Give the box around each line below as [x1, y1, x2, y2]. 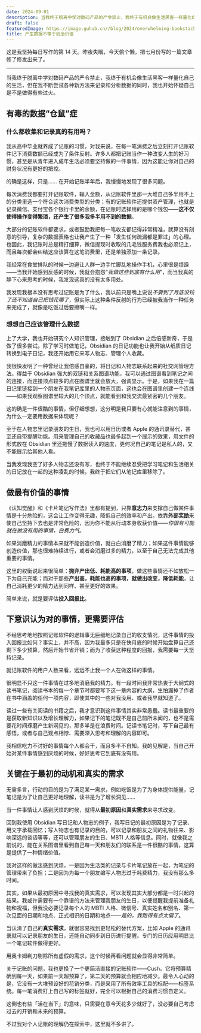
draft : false [6, 20, 39, 26]
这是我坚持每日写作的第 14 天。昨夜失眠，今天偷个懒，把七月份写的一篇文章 [6, 49, 193, 56]
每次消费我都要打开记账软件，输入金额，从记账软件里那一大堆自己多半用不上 [6, 190, 194, 198]
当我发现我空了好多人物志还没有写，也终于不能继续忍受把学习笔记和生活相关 [6, 461, 194, 468]
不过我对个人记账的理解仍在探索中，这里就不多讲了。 [6, 1020, 137, 1028]
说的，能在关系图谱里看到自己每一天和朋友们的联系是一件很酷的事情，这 [11, 841, 189, 848]
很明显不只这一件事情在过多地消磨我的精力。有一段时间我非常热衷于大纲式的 [6, 679, 194, 686]
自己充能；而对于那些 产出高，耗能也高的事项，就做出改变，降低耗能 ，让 [16, 575, 194, 582]
